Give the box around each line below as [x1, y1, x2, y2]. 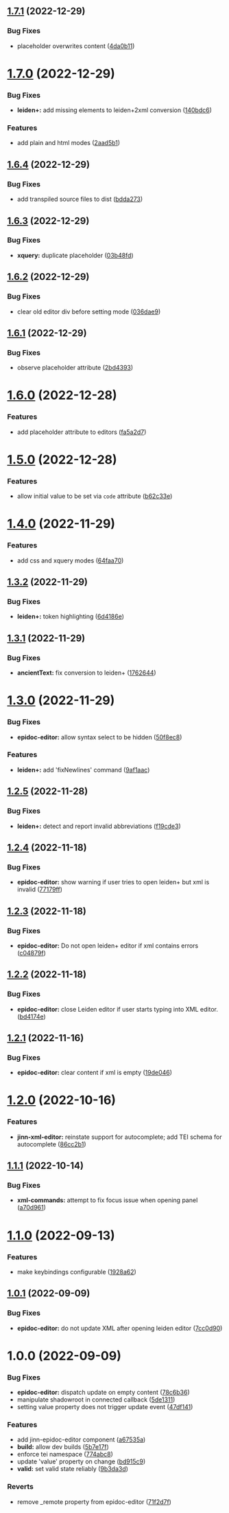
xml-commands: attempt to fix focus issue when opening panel [16, 1196, 198, 1204]
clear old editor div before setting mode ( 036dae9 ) [16, 307, 161, 316]
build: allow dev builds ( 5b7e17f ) [16, 1443, 110, 1451]
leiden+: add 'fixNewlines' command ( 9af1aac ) [16, 765, 150, 774]
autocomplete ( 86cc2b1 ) [16, 1140, 86, 1148]
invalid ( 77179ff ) [16, 885, 63, 893]
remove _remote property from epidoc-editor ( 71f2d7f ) [16, 1497, 171, 1505]
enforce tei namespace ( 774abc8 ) [16, 1450, 113, 1459]
